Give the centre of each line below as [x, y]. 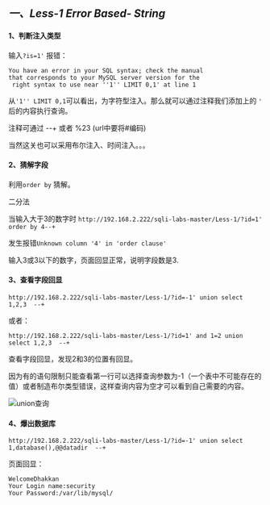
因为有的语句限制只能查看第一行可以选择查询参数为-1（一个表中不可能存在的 [135, 376]
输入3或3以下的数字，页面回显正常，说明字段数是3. [93, 260]
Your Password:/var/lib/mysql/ [61, 494]
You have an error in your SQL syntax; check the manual [106, 70]
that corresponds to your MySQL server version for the [104, 77]
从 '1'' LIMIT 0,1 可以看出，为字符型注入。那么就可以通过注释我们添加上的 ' [135, 100]
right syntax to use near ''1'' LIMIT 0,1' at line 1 [104, 85]
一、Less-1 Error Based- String [87, 14]
